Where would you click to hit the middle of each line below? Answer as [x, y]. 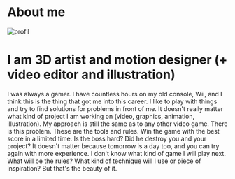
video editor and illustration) [91, 75]
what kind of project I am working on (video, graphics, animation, [101, 116]
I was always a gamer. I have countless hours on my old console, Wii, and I [115, 94]
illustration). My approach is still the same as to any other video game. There [117, 124]
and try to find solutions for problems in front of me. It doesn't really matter [115, 108]
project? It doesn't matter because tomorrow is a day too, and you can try [113, 146]
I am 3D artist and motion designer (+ [117, 60]
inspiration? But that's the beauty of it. [62, 168]
